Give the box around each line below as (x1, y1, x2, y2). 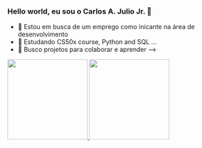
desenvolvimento (17, 30, 69, 38)
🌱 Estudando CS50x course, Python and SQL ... (17, 38, 157, 46)
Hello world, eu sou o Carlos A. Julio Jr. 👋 (7, 6, 152, 16)
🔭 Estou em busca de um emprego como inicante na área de (17, 23, 196, 31)
